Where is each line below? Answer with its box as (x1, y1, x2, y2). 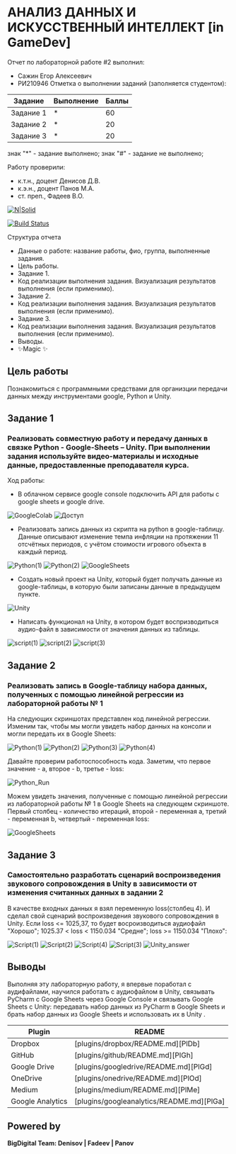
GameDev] (7, 35, 71, 50)
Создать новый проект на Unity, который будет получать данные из (17, 575, 223, 583)
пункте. (17, 590, 40, 599)
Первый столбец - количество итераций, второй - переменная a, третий (7, 807, 227, 816)
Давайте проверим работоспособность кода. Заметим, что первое (7, 757, 211, 766)
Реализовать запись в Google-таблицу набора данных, (7, 680, 207, 690)
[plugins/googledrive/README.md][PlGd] (73, 1061, 213, 1071)
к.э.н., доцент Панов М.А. (17, 184, 95, 192)
